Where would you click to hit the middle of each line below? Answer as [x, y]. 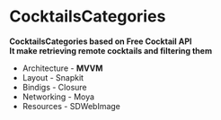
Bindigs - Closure [54, 87]
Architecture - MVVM [62, 68]
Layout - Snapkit [53, 77]
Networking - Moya [58, 97]
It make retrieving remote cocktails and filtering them [111, 50]
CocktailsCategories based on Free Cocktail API [101, 41]
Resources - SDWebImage [71, 106]
